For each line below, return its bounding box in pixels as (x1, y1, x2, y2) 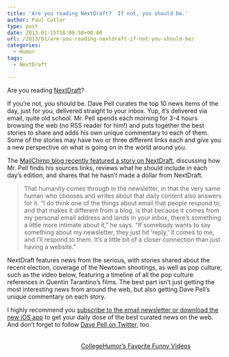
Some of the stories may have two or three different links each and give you (7, 135, 221, 144)
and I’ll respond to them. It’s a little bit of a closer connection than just (23, 235, 221, 244)
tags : (7, 55, 23, 62)
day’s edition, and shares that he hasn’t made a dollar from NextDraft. (7, 171, 204, 179)
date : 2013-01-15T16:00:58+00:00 (7, 29, 103, 36)
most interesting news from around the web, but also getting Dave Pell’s (7, 285, 210, 293)
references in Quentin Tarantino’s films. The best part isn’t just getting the (7, 277, 215, 286)
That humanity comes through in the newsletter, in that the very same (23, 184, 221, 192)
